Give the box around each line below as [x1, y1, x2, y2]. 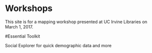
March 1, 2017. [5, 24, 33, 29]
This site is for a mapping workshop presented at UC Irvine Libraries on [5, 19, 148, 25]
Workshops [5, 3, 53, 14]
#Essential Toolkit [5, 33, 40, 39]
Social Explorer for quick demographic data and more [5, 42, 112, 48]
